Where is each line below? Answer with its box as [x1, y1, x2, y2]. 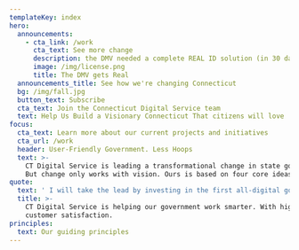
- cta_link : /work [25, 37, 93, 47]
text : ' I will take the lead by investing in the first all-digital [17, 186, 280, 195]
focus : [9, 121, 34, 129]
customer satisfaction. [25, 210, 114, 220]
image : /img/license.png [32, 63, 125, 72]
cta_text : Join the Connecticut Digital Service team [17, 104, 221, 113]
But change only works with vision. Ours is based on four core [25, 169, 269, 178]
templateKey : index [9, 12, 82, 22]
